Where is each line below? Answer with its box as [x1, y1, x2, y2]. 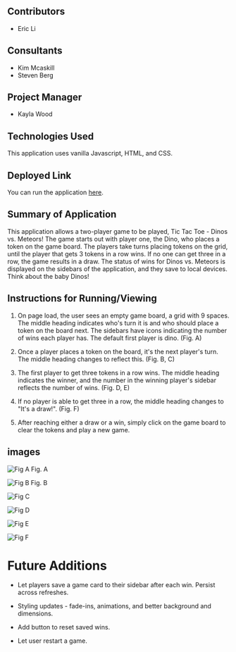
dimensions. [17, 609, 54, 618]
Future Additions [7, 558, 107, 573]
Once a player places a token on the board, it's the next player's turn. [17, 347, 218, 356]
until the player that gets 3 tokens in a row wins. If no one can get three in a [7, 249, 226, 258]
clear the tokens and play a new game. [17, 425, 130, 434]
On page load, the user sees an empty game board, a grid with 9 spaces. [17, 311, 230, 320]
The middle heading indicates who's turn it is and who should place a [17, 318, 219, 327]
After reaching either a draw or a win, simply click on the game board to [17, 418, 226, 427]
